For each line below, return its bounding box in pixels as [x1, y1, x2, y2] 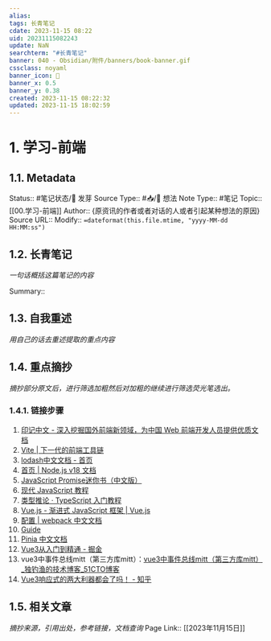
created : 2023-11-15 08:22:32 [9, 94, 111, 102]
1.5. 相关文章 [9, 600, 72, 614]
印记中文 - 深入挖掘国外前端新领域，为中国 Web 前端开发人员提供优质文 [20, 425, 259, 434]
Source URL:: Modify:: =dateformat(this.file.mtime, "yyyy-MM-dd [9, 215, 228, 225]
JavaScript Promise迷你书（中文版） [20, 475, 142, 485]
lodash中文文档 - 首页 [20, 455, 93, 465]
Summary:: [9, 286, 46, 296]
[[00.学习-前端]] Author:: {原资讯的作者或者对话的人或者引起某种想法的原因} [9, 206, 261, 216]
